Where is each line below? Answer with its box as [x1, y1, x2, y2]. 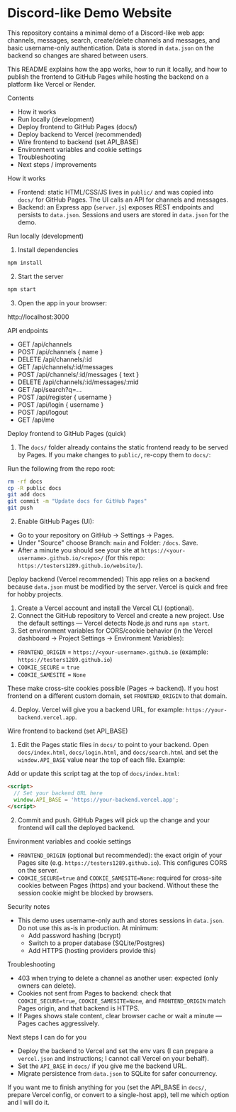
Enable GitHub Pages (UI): [17, 517, 94, 526]
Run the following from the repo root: [7, 464, 116, 473]
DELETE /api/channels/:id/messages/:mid [17, 378, 140, 386]
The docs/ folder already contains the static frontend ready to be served [17, 442, 229, 452]
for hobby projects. [7, 590, 64, 599]
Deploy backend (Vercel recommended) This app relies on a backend [7, 575, 210, 584]
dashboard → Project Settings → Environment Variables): [17, 634, 184, 643]
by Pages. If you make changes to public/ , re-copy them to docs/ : [17, 450, 211, 459]
